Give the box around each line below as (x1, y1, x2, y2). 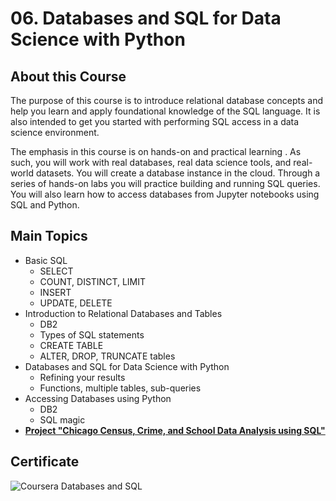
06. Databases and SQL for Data (10, 7, 282, 30)
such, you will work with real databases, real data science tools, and (10, 157, 292, 168)
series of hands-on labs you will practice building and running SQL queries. (10, 178, 321, 189)
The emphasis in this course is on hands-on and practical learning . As (10, 146, 302, 157)
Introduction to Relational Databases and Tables (24, 307, 223, 319)
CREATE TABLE (39, 339, 104, 351)
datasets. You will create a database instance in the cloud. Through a (35, 167, 321, 179)
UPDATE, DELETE (39, 297, 113, 309)
